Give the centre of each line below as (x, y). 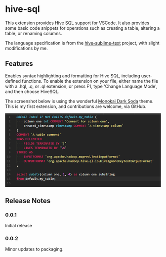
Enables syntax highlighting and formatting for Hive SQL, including (73, 76)
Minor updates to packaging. (34, 249)
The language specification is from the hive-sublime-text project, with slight (82, 43)
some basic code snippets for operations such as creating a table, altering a (83, 28)
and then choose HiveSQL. (32, 91)
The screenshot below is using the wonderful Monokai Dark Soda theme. (79, 101)
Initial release (19, 226)
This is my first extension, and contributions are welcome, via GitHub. (76, 106)
